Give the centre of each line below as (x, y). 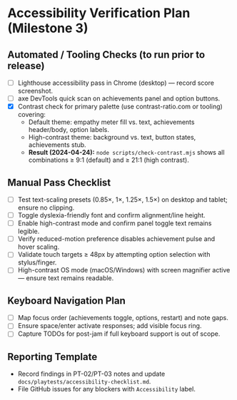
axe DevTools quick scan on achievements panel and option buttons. (119, 98)
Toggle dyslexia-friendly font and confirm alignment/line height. (111, 215)
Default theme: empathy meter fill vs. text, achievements (111, 122)
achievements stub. (57, 145)
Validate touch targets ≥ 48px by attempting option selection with (114, 255)
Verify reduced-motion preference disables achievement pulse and (116, 239)
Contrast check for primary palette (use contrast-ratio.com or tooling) (120, 107)
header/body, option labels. (69, 130)
